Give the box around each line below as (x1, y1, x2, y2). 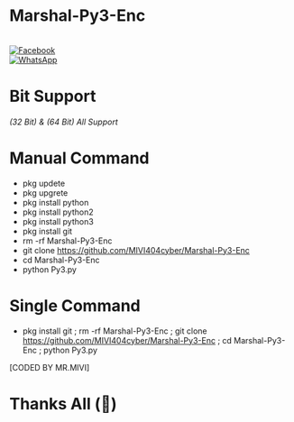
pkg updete (22, 178, 66, 188)
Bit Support (9, 87, 96, 106)
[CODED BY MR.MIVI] (9, 362, 90, 372)
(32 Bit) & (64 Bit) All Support (9, 116, 119, 127)
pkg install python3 (22, 216, 95, 226)
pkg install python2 (22, 206, 94, 217)
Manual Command (9, 148, 151, 168)
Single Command (9, 295, 142, 316)
